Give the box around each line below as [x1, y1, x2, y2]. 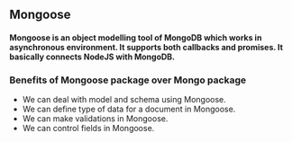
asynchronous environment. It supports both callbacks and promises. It [9, 41, 284, 52]
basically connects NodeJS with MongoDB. [9, 51, 176, 62]
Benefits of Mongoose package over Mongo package [9, 74, 246, 86]
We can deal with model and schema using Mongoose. [22, 94, 227, 105]
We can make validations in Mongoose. [22, 113, 169, 124]
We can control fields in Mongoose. [22, 123, 155, 134]
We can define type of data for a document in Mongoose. [22, 103, 236, 115]
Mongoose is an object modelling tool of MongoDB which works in [9, 31, 262, 43]
